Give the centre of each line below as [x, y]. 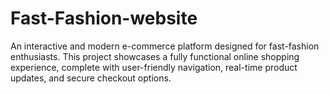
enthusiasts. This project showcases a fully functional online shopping [155, 56]
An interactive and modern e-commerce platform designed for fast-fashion [165, 46]
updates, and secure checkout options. [91, 78]
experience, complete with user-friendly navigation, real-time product [154, 67]
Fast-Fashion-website [104, 18]
